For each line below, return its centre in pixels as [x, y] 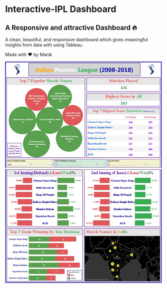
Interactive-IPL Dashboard [61, 9]
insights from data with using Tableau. [44, 45]
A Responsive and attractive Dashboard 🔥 [71, 28]
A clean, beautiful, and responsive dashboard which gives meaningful [77, 39]
